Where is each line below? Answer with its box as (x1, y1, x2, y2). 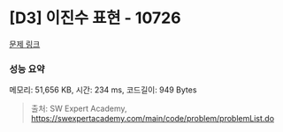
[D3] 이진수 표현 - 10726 (9, 8, 181, 28)
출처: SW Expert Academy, (30, 103, 127, 114)
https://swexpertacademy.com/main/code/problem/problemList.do (30, 114, 275, 124)
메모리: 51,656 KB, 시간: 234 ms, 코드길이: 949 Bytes (9, 84, 197, 95)
